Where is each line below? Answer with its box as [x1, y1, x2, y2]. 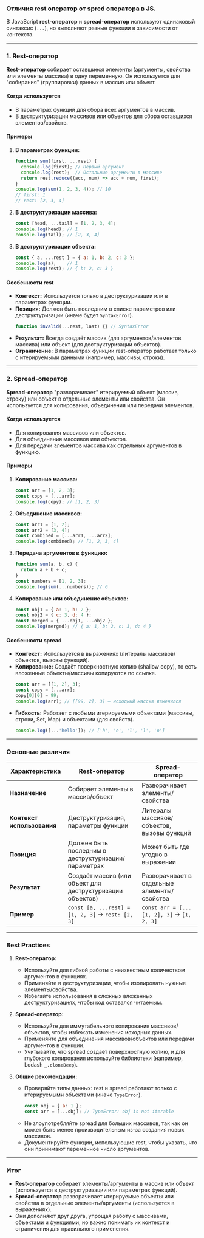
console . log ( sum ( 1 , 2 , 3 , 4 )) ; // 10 [15, 187, 111, 193]
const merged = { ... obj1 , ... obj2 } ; [15, 618, 114, 624]
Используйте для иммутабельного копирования [24, 1022, 150, 1030]
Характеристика [10, 767, 61, 775]
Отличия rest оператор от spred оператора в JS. [6, 4, 156, 13]
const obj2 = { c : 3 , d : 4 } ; [15, 612, 92, 618]
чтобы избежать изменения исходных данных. [51, 1029, 173, 1036]
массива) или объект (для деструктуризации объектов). [15, 341, 162, 348]
